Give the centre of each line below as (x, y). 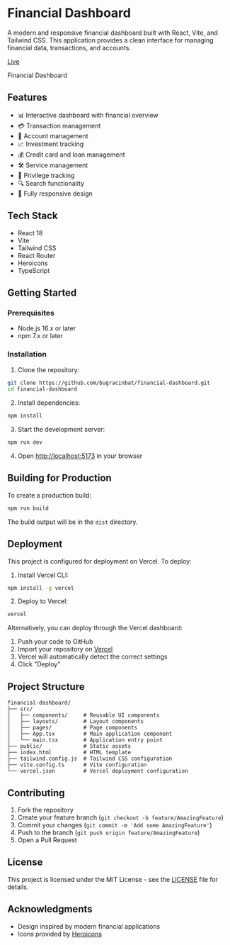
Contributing (36, 793)
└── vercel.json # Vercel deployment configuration (98, 771)
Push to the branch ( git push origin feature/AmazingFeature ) (109, 832)
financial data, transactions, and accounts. (69, 47)
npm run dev (25, 442)
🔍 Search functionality (51, 183)
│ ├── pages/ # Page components (73, 728)
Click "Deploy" (39, 664)
